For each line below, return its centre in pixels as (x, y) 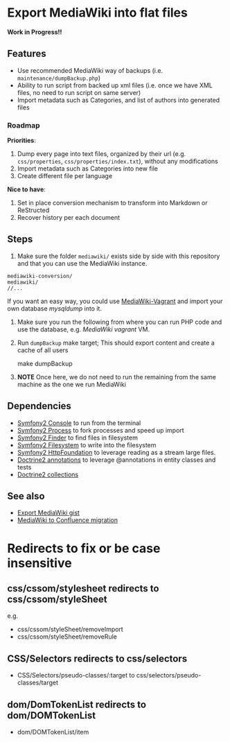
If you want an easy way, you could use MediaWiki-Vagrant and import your (115, 301)
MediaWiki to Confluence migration (67, 520)
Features (27, 54)
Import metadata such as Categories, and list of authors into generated (118, 100)
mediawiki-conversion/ (40, 276)
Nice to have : (27, 189)
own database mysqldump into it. (55, 308)
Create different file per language (65, 176)
